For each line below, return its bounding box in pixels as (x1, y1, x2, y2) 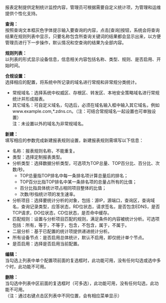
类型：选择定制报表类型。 (12, 154, 65, 160)
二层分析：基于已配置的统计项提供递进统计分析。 (12, 228, 112, 234)
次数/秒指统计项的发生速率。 (19, 191, 78, 197)
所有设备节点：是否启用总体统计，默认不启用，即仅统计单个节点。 (12, 235, 147, 240)
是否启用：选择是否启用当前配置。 (12, 241, 82, 247)
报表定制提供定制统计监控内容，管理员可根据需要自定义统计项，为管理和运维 (5, 4, 161, 10)
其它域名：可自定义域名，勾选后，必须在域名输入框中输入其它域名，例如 (12, 102, 160, 108)
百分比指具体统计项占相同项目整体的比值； (19, 185, 107, 191)
